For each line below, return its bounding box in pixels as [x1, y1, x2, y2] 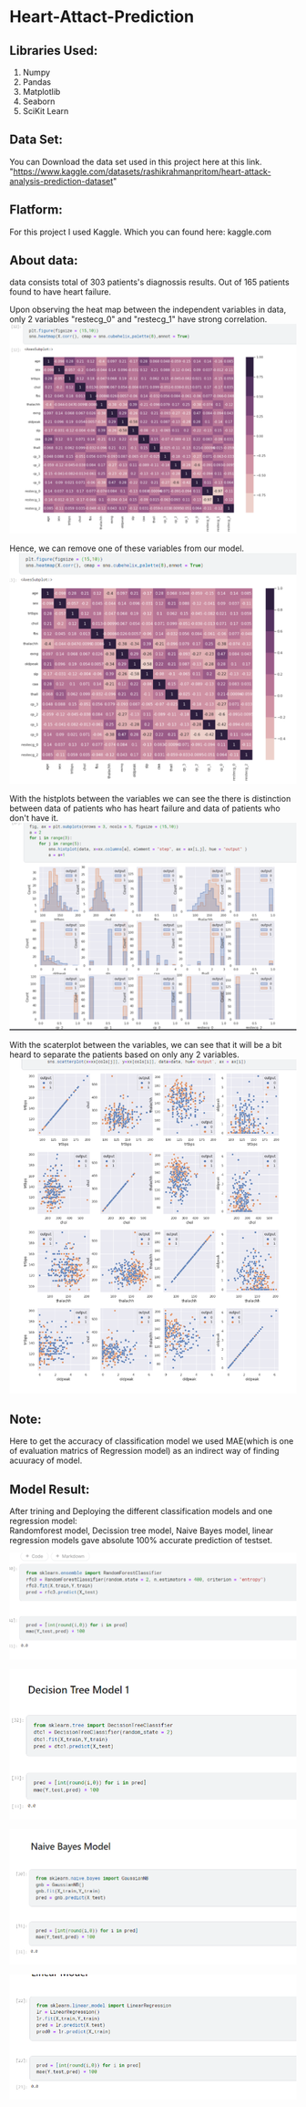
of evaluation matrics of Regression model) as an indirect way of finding [9, 1446, 280, 1457]
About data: [9, 253, 78, 268]
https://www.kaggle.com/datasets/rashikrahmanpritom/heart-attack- [13, 166, 271, 177]
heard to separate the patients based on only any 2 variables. [9, 1049, 240, 1060]
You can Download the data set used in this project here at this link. [9, 156, 262, 167]
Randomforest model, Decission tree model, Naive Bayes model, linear [9, 1525, 274, 1536]
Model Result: [9, 1481, 90, 1497]
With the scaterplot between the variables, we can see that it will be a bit [9, 1039, 282, 1050]
